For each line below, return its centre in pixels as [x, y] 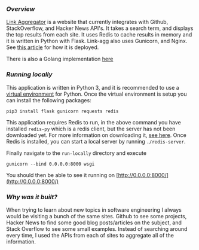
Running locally [29, 75]
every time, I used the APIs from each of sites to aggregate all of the [90, 235]
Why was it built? [32, 197]
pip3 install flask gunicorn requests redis [62, 111]
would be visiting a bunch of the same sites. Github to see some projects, [97, 216]
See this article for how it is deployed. [53, 47]
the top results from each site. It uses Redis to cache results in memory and [99, 35]
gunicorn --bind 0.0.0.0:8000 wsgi [50, 164]
